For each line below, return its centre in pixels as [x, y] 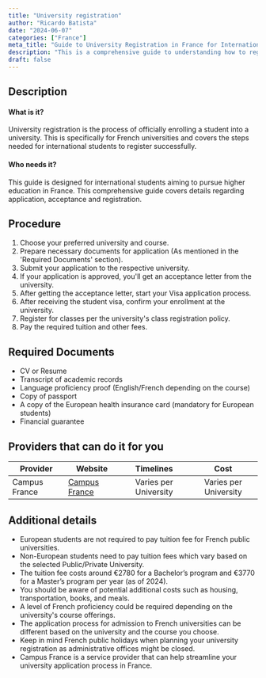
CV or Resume [43, 371]
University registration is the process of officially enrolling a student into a [129, 130]
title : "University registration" [65, 15]
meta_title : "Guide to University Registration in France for [113, 45]
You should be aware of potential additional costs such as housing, [129, 589]
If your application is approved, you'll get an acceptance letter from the [135, 276]
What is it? [26, 112]
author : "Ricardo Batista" [53, 23]
